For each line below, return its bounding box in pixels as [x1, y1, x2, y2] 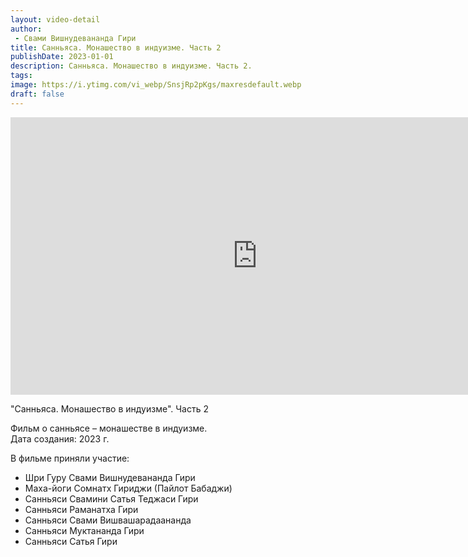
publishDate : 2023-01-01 [10, 52, 114, 62]
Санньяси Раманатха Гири [24, 503, 139, 515]
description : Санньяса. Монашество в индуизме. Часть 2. [10, 61, 253, 71]
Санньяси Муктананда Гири [24, 524, 145, 536]
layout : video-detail [10, 14, 101, 25]
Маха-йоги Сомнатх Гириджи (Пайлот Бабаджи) [24, 482, 233, 494]
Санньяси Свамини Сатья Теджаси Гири [24, 492, 199, 505]
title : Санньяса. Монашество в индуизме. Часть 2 [10, 42, 222, 53]
